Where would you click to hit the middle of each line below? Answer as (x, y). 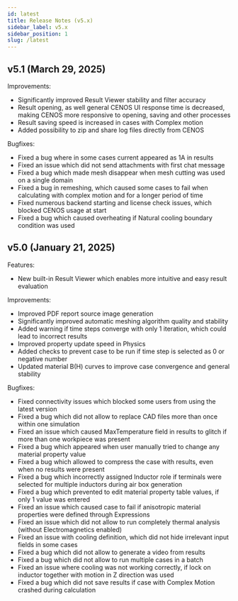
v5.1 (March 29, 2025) (57, 69)
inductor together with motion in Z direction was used (96, 575)
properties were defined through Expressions (84, 514)
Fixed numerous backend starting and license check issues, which (115, 202)
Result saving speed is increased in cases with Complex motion (110, 122)
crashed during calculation (57, 590)
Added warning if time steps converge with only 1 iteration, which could (122, 329)
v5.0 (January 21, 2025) (61, 248)
